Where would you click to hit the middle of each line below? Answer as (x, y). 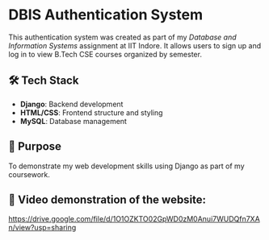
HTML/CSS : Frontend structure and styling (91, 112)
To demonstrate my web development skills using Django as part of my (126, 166)
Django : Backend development (71, 104)
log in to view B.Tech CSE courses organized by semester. (105, 54)
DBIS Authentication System (106, 15)
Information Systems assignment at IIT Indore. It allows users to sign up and (135, 45)
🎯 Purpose (35, 147)
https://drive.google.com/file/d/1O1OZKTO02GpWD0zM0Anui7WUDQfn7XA (134, 219)
